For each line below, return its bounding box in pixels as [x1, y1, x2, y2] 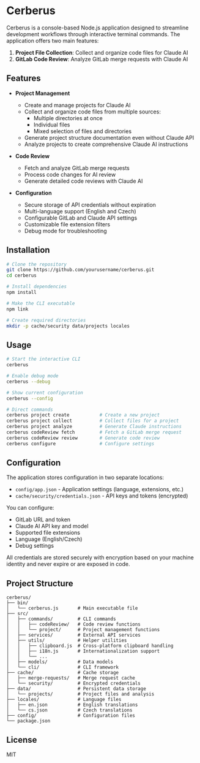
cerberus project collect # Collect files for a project [6, 418, 179, 424]
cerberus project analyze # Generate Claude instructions [6, 424, 182, 430]
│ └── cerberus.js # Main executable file [6, 605, 138, 612]
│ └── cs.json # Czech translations [6, 707, 133, 713]
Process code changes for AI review [24, 171, 116, 178]
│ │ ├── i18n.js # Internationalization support [6, 648, 160, 654]
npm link [6, 306, 29, 312]
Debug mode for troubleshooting [24, 227, 107, 234]
